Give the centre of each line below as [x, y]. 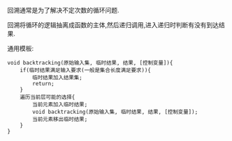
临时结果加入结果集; [57, 78]
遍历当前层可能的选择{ [48, 97]
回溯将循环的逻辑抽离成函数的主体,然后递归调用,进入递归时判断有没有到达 [113, 25]
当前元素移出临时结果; [60, 119]
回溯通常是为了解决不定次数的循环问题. [64, 10]
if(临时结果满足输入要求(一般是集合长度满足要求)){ [86, 70]
